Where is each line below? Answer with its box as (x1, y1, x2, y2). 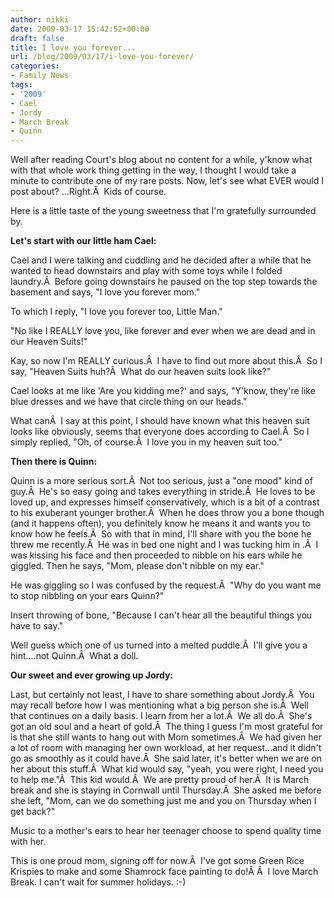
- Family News (10, 71, 70, 81)
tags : (10, 80, 33, 90)
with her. (10, 836, 47, 848)
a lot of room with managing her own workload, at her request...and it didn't (10, 742, 322, 754)
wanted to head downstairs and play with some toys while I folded (10, 265, 283, 277)
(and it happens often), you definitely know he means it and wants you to (10, 517, 311, 530)
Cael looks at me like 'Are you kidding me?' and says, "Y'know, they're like (10, 385, 316, 397)
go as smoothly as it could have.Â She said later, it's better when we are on (10, 752, 323, 765)
